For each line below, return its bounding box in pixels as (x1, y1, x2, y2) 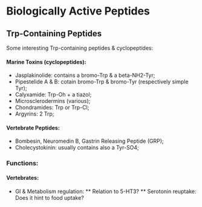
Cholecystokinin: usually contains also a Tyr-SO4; (15, 144, 139, 151)
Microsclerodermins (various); (15, 97, 91, 105)
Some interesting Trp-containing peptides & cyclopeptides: (6, 44, 153, 51)
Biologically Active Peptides (6, 4, 150, 18)
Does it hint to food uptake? (15, 194, 85, 201)
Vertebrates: (6, 174, 39, 181)
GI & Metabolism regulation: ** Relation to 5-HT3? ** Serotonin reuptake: (15, 188, 197, 195)
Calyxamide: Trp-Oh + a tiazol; (15, 91, 92, 98)
